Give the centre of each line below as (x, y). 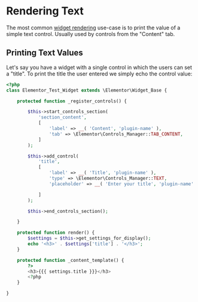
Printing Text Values (45, 53)
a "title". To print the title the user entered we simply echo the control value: (99, 74)
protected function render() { (56, 233)
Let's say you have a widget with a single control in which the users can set (99, 67)
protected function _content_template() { (71, 260)
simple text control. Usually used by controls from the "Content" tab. (91, 34)
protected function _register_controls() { (72, 101)
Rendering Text (45, 11)
